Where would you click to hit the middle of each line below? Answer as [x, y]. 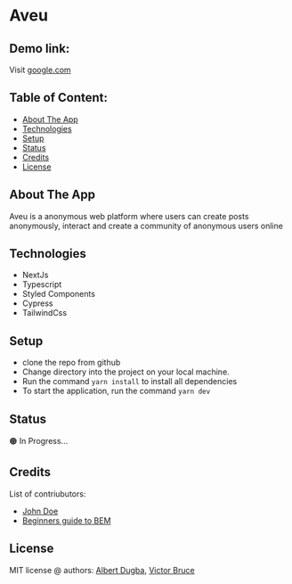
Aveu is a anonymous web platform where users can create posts [129, 216]
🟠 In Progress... [39, 441]
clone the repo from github [71, 363]
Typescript [42, 284]
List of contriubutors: [48, 494]
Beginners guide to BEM [66, 520]
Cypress [37, 303]
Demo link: [40, 49]
